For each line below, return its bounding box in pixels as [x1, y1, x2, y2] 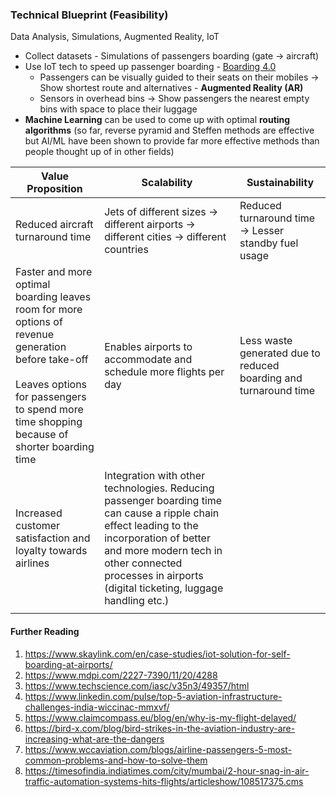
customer [15, 519, 61, 533]
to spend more [15, 403, 84, 417]
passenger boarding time [104, 494, 223, 508]
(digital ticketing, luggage [104, 581, 224, 595]
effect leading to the [104, 519, 199, 533]
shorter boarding [15, 440, 95, 454]
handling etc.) [104, 594, 170, 608]
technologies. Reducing [104, 481, 215, 495]
